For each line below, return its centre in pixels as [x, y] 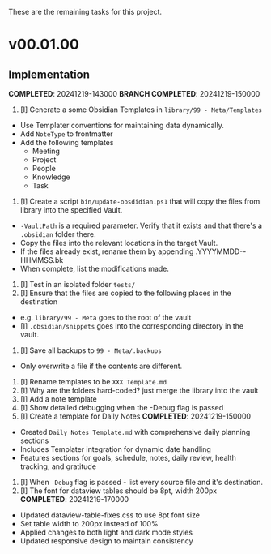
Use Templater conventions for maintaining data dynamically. [122, 125]
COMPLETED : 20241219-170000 [74, 499]
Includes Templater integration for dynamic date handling [116, 449]
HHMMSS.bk [42, 260]
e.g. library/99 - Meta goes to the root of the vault [106, 317]
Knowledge [51, 177]
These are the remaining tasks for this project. [85, 12]
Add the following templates [67, 142]
